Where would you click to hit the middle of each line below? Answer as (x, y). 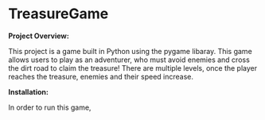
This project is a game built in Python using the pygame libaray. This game (130, 51)
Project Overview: (39, 36)
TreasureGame (58, 14)
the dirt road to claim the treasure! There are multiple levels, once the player (132, 68)
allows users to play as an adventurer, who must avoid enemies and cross (129, 60)
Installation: (29, 91)
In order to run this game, (50, 107)
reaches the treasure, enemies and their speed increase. (101, 76)
